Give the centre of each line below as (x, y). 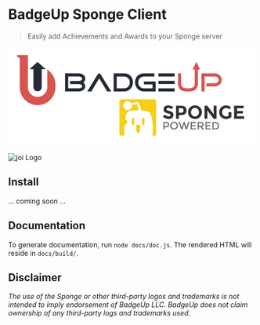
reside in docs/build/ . (43, 253)
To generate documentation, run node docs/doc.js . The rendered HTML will (130, 244)
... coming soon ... (37, 201)
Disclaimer (35, 278)
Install (23, 182)
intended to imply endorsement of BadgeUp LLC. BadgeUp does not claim (128, 305)
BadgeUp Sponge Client (87, 15)
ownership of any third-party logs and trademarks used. (99, 313)
